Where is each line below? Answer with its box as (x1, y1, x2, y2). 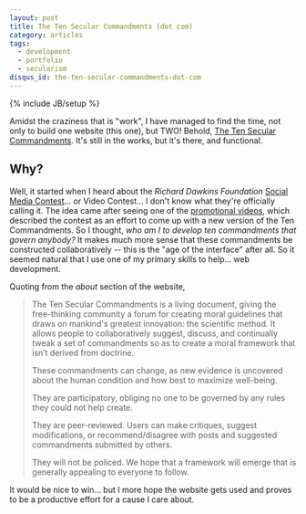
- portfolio (17, 56, 64, 65)
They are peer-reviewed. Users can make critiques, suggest (31, 419, 258, 430)
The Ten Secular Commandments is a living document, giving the (31, 299, 277, 309)
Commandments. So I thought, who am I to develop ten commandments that (9, 225, 297, 236)
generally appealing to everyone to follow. (31, 467, 189, 477)
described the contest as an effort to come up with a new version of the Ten (9, 215, 295, 226)
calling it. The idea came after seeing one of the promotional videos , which (9, 205, 290, 215)
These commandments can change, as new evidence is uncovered (31, 364, 284, 375)
